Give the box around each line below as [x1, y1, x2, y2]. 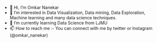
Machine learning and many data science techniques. [9, 15, 117, 20]
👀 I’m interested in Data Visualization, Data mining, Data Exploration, [9, 10, 145, 15]
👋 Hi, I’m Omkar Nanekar [9, 5, 59, 10]
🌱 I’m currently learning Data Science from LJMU [9, 20, 108, 26]
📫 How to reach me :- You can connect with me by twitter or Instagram [9, 26, 153, 31]
